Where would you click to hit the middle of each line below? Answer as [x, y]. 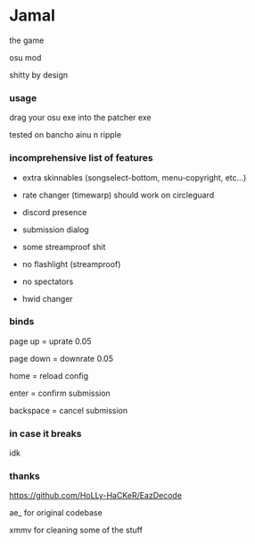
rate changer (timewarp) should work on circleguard [118, 195]
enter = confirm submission [60, 393]
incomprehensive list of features [81, 158]
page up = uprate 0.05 [50, 341]
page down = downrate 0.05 [62, 358]
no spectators [48, 281]
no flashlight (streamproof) [71, 264]
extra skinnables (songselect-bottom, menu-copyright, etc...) [134, 177]
